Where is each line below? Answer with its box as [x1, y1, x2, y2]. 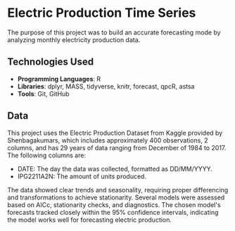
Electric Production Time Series [7, 5, 196, 21]
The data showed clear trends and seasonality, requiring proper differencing [7, 185, 229, 194]
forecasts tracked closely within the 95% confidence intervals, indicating [7, 208, 219, 216]
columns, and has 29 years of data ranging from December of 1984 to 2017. [7, 143, 227, 152]
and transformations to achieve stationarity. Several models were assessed [7, 193, 225, 202]
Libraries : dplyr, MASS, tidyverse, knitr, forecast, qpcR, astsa [17, 82, 195, 91]
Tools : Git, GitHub [17, 89, 70, 98]
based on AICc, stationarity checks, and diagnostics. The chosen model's [7, 200, 221, 209]
